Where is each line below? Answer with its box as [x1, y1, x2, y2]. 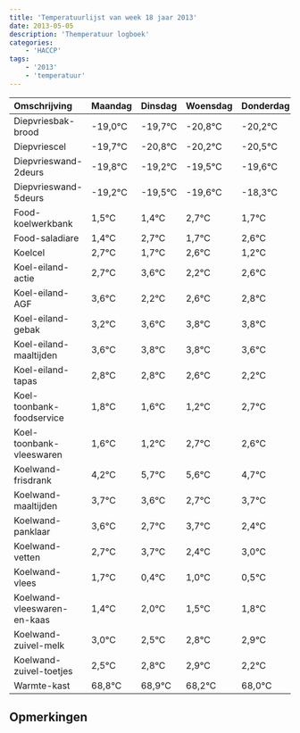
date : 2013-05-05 [9, 21, 74, 30]
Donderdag [240, 99, 290, 112]
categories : [9, 37, 54, 47]
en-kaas [13, 613, 51, 626]
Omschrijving [13, 99, 73, 112]
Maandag [90, 99, 132, 112]
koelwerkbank [13, 217, 73, 229]
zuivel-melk [13, 639, 65, 652]
